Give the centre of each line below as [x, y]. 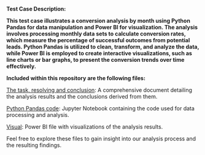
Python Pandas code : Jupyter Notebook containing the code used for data [101, 108]
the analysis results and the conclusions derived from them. [82, 96]
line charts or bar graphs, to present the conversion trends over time [95, 60]
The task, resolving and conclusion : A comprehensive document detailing [99, 90]
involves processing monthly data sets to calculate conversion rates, [96, 34]
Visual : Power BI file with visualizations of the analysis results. [85, 127]
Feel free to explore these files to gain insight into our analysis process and [101, 138]
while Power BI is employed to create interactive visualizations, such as [99, 53]
